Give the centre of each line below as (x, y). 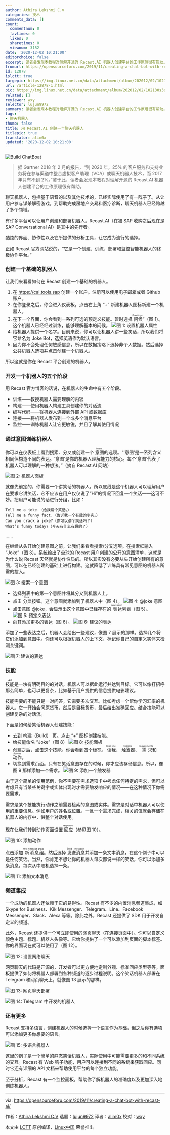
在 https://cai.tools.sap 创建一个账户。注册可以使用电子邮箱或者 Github (86, 292)
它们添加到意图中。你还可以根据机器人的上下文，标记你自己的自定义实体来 (83, 639)
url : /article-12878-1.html (35, 85)
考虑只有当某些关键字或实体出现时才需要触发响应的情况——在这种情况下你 (83, 787)
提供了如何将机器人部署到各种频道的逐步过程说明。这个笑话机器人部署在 (85, 973)
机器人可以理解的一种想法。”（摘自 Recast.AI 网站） (58, 465)
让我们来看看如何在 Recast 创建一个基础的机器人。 (58, 281)
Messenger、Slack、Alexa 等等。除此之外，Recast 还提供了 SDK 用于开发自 (85, 915)
